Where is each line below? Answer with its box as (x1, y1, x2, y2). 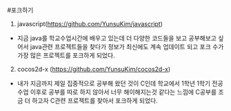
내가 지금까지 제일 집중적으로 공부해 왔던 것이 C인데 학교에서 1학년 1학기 (17, 79, 211, 88)
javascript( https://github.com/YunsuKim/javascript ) (17, 20, 163, 28)
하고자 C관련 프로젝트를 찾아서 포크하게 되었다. (32, 97, 158, 105)
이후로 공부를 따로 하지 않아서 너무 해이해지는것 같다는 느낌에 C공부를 (30, 88, 217, 96)
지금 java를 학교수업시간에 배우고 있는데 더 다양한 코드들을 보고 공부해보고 (17, 34, 217, 42)
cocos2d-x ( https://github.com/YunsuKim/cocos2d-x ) (17, 65, 171, 73)
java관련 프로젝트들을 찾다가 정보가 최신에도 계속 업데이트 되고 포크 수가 (30, 43, 224, 50)
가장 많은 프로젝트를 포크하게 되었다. (17, 51, 115, 59)
